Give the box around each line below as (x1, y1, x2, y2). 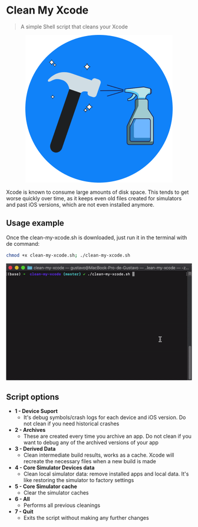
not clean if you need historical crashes (23, 420, 120, 427)
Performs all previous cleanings (23, 502, 101, 509)
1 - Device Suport (14, 408, 58, 415)
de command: (6, 240, 40, 247)
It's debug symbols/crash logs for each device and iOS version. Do (23, 414, 186, 421)
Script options (6, 392, 60, 402)
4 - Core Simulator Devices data (14, 464, 95, 471)
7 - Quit (14, 508, 34, 515)
